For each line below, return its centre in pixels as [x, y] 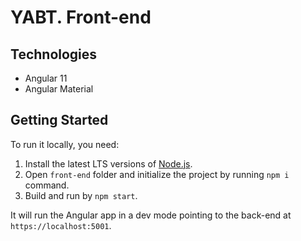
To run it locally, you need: [65, 144]
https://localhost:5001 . [61, 225]
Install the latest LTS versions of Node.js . [108, 163]
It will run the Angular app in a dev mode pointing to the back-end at [151, 215]
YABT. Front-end [81, 17]
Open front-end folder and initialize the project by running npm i [157, 174]
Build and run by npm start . [81, 195]
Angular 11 [46, 78]
